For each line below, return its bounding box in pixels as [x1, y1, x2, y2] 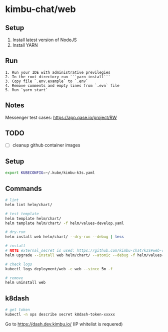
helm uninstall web [5, 280, 46, 285]
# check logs [5, 262, 32, 267]
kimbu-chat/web [5, 4, 76, 15]
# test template [5, 211, 39, 216]
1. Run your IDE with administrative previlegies [5, 70, 111, 75]
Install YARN [12, 42, 38, 48]
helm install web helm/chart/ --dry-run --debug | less [5, 234, 124, 239]
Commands [5, 184, 42, 193]
